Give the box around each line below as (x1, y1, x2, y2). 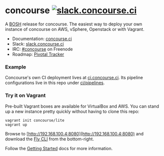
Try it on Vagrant (5, 92, 46, 99)
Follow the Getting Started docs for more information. (5, 145, 113, 151)
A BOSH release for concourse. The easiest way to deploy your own (5, 21, 142, 27)
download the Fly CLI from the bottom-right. (5, 136, 94, 142)
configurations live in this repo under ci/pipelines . (5, 80, 105, 86)
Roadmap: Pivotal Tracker (12, 51, 65, 57)
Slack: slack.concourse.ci (12, 41, 64, 46)
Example (5, 64, 26, 70)
